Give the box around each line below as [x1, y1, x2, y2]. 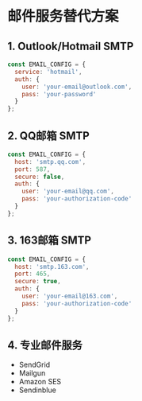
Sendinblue [18, 385, 56, 395]
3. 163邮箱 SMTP [7, 234, 92, 247]
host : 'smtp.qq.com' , [14, 158, 86, 165]
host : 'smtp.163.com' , [14, 263, 90, 271]
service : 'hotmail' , [14, 68, 83, 76]
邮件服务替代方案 [7, 7, 120, 25]
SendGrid [18, 360, 51, 370]
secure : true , [14, 278, 61, 286]
